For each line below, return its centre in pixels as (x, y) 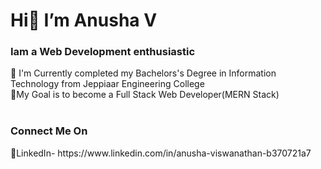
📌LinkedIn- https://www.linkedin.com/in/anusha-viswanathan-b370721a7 (161, 153)
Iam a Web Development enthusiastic (103, 52)
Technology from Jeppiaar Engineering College (107, 84)
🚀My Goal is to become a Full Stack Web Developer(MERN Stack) (145, 95)
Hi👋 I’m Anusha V (84, 20)
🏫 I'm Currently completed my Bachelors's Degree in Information (143, 73)
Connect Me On (49, 131)
